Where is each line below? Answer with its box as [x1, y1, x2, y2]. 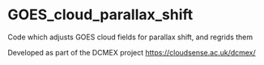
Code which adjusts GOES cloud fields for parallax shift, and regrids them [7, 32, 253, 42]
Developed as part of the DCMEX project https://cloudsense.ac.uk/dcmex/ [7, 47, 256, 57]
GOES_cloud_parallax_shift [7, 6, 194, 24]
